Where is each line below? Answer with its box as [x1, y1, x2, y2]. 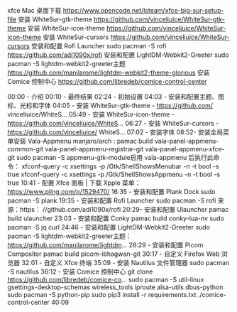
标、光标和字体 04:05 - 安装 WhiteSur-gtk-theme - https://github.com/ [7, 102, 214, 109]
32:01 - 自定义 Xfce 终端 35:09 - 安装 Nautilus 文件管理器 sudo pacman [21, 259, 230, 267]
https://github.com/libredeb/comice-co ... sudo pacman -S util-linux [7, 276, 204, 284]
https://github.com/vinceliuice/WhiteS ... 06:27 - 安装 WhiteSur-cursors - [7, 119, 219, 127]
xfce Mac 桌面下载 [7, 6, 62, 14]
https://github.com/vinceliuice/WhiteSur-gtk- [93, 15, 225, 23]
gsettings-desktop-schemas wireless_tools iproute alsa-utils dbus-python [7, 283, 224, 291]
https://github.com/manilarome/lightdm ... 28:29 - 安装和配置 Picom [7, 241, 204, 249]
